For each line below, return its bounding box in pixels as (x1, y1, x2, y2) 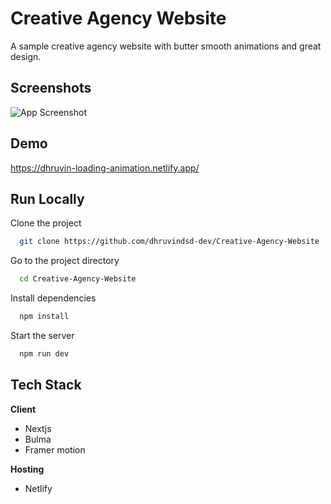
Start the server (10, 330, 75, 341)
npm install (19, 312, 70, 322)
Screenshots (10, 80, 92, 97)
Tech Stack (10, 377, 82, 394)
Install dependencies (10, 292, 97, 304)
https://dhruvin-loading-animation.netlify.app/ (10, 162, 200, 174)
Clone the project (10, 217, 82, 229)
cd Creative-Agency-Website (19, 274, 137, 284)
